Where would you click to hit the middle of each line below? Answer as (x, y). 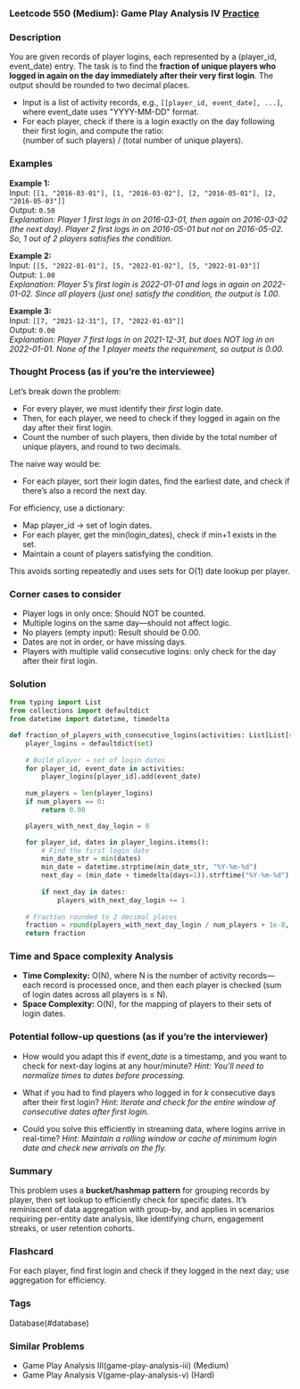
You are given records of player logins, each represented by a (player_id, (143, 57)
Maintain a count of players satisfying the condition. (117, 553)
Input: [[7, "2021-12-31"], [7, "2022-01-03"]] (97, 320)
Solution (28, 684)
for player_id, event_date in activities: (105, 769)
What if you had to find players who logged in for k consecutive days (149, 1093)
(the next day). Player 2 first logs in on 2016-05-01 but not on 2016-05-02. (146, 229)
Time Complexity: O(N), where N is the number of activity (129, 976)
